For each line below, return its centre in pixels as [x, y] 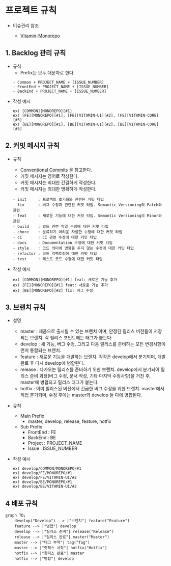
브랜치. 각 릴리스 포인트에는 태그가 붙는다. [71, 338]
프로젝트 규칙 [31, 10]
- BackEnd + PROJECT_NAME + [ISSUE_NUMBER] [60, 91]
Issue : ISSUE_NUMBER [52, 448]
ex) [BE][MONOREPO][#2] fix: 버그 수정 [53, 290]
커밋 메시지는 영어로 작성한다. [49, 176]
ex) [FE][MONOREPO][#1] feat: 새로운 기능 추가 [60, 285]
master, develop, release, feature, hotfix [69, 421]
